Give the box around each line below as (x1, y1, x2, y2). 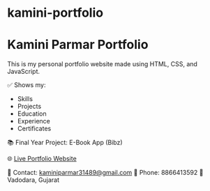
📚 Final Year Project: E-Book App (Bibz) (7, 138, 123, 147)
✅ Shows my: (7, 81, 46, 89)
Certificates (17, 124, 52, 133)
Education (17, 109, 47, 118)
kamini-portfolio (7, 5, 103, 21)
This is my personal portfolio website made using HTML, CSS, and (7, 60, 197, 68)
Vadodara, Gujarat (7, 176, 59, 184)
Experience (17, 117, 50, 125)
